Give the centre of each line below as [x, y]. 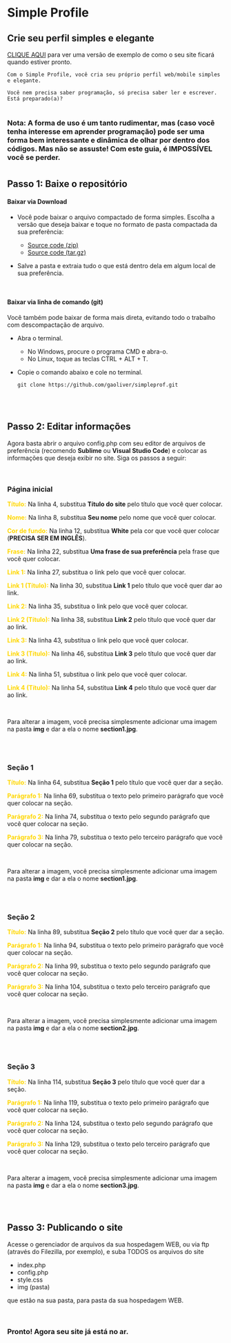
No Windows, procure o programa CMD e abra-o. [98, 351]
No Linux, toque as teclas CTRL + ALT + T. [88, 359]
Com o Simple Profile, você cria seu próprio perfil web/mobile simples [114, 74]
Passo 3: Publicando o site [65, 1228]
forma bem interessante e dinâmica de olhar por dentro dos [109, 141]
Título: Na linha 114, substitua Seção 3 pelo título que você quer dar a [106, 1082]
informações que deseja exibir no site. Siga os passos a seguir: [97, 458]
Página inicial [30, 489]
